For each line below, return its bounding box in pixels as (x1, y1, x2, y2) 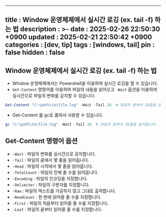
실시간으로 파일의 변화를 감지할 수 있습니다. (12, 93, 96, 99)
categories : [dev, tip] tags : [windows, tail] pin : (5, 40, 155, 49)
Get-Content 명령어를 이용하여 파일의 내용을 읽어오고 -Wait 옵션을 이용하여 (12, 87, 157, 93)
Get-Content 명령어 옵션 (5, 137, 78, 145)
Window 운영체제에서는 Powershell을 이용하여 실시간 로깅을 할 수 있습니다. (12, 80, 158, 86)
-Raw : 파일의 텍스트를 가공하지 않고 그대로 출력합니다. (12, 188, 116, 194)
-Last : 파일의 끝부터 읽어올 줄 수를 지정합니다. (12, 206, 103, 212)
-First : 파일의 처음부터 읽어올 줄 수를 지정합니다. (12, 200, 109, 206)
